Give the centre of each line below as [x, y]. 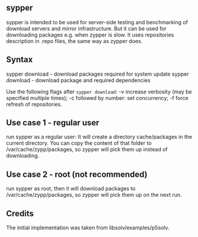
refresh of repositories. [34, 104]
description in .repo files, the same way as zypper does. [74, 41]
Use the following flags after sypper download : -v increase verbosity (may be [99, 92]
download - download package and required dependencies [78, 80]
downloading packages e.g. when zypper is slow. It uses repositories [90, 35]
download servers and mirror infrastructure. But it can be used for [86, 28]
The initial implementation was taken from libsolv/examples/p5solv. [88, 228]
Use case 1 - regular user [53, 123]
